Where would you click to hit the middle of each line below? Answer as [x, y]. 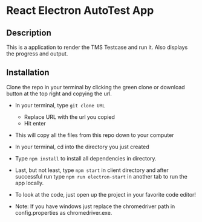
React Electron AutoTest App [80, 11]
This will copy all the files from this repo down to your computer [94, 135]
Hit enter [35, 123]
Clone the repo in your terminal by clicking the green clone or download [96, 87]
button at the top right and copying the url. [59, 94]
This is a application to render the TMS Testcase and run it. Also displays [97, 47]
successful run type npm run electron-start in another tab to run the [101, 176]
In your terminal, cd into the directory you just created [82, 147]
